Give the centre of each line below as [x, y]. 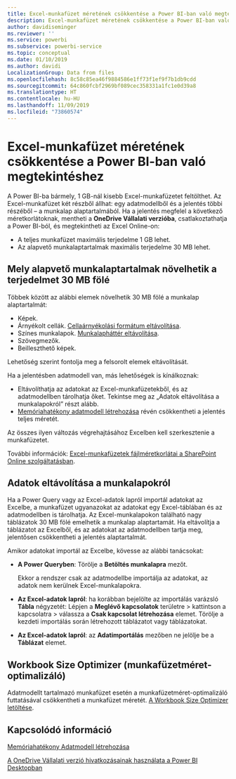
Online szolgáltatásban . [41, 461]
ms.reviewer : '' [31, 33]
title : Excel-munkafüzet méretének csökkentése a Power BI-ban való [110, 14]
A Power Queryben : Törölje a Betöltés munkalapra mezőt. [103, 565]
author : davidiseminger [42, 27]
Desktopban [25, 768]
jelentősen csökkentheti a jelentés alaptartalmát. [77, 537]
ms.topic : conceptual [39, 53]
